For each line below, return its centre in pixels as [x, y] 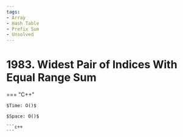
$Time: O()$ [21, 106]
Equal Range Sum [51, 78]
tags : [13, 12]
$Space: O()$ [23, 116]
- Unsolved [20, 35]
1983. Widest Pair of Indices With [92, 65]
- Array [16, 18]
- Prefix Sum [23, 29]
